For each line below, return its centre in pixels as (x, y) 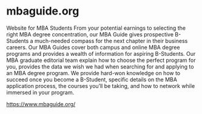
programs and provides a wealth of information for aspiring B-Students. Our (101, 53)
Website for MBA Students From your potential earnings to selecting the (96, 28)
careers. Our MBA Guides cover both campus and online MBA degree (93, 47)
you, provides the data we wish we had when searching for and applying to (100, 66)
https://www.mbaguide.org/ (41, 104)
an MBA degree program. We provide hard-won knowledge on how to (93, 73)
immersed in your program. (40, 92)
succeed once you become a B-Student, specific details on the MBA (92, 79)
